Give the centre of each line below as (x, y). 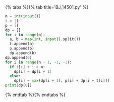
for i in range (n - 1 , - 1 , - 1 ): (38, 62)
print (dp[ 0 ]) (19, 85)
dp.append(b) (23, 53)
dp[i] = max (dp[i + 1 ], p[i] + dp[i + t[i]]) (62, 81)
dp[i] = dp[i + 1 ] (33, 71)
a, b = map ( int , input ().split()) (45, 39)
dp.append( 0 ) (19, 57)
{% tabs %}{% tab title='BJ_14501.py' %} (47, 7)
